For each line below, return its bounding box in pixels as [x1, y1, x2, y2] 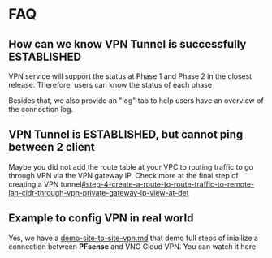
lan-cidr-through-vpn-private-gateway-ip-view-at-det [8, 187, 189, 197]
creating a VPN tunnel [8, 179, 82, 189]
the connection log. [8, 105, 74, 114]
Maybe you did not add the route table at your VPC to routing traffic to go [8, 161, 253, 171]
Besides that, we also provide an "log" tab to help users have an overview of [8, 96, 264, 105]
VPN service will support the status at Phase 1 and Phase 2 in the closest [8, 71, 253, 81]
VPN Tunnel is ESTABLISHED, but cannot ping [8, 127, 244, 142]
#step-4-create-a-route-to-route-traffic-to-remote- [80, 179, 255, 189]
